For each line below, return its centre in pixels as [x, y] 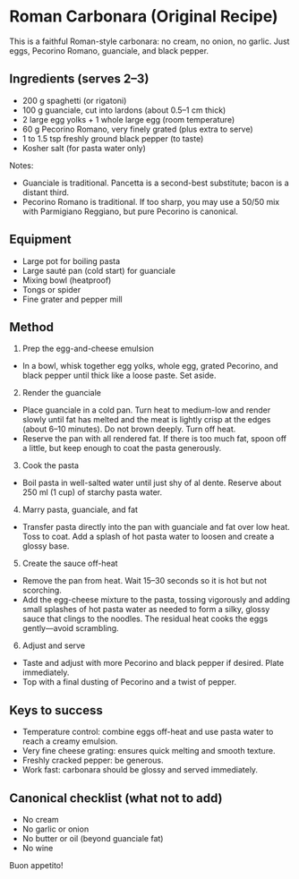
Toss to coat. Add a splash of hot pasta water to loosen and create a [148, 537]
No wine [38, 848]
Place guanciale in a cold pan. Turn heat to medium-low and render [146, 410]
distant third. [46, 192]
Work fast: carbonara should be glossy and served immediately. [140, 770]
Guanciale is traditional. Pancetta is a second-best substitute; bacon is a [155, 183]
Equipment [40, 239]
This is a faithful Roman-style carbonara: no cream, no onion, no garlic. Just [149, 41]
